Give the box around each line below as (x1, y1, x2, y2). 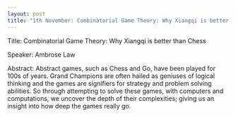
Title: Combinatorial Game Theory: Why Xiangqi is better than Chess (7, 36, 206, 45)
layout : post (7, 10, 46, 18)
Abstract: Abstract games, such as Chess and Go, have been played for (7, 64, 216, 72)
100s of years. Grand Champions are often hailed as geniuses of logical (7, 72, 216, 80)
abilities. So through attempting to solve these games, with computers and (7, 87, 224, 95)
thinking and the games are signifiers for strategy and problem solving (7, 79, 212, 87)
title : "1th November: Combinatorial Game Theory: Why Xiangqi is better (7, 17, 230, 24)
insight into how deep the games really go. (7, 101, 131, 110)
